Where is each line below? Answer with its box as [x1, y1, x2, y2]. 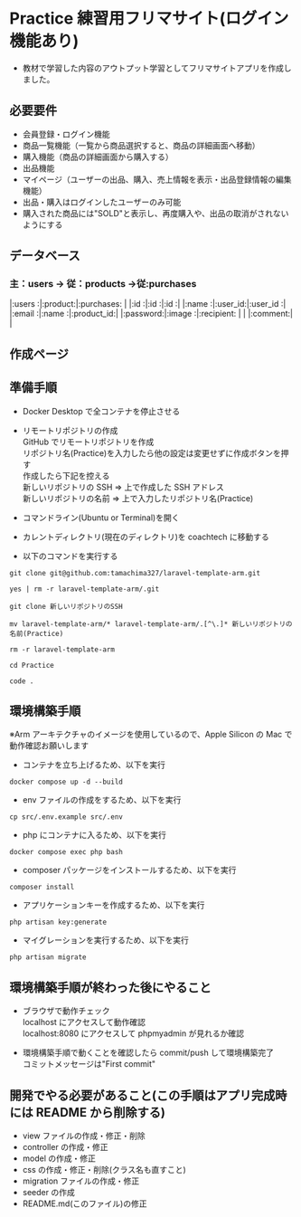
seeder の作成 [22, 1187, 75, 1198]
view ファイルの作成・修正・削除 [22, 1130, 146, 1141]
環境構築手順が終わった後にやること [9, 979, 212, 995]
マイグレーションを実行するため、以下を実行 [22, 935, 190, 946]
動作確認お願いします [9, 740, 89, 751]
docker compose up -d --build [9, 777, 124, 787]
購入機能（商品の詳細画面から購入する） [22, 151, 174, 162]
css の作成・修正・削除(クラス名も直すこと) [22, 1165, 187, 1175]
